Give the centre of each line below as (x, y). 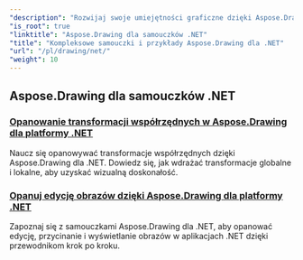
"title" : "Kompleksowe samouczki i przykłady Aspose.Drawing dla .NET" (147, 43)
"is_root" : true (40, 26)
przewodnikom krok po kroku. (64, 246)
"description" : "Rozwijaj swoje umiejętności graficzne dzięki (131, 18)
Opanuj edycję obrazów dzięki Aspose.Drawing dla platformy (146, 195)
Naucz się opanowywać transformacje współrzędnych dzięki (123, 153)
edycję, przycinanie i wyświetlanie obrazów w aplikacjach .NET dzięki (139, 236)
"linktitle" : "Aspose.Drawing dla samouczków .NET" (108, 34)
